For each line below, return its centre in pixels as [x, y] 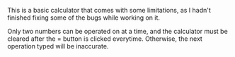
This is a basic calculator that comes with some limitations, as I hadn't [109, 10]
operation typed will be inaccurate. [58, 46]
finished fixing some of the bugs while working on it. [84, 18]
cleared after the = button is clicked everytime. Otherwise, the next [105, 39]
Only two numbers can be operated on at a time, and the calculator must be [117, 31]
